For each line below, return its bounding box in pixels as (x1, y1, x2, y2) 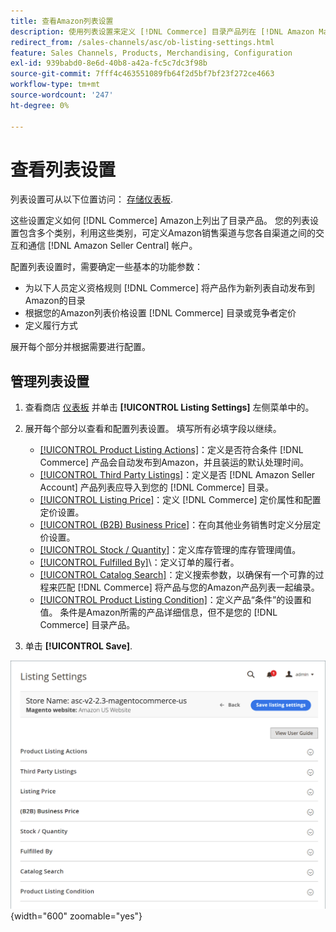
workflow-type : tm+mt (10, 80, 101, 90)
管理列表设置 (10, 373, 90, 390)
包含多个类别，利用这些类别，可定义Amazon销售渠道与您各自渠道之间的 (18, 227, 316, 239)
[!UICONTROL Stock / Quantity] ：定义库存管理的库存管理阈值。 (39, 544, 302, 556)
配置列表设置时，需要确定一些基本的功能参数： (10, 261, 203, 273)
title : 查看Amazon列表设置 (10, 16, 114, 26)
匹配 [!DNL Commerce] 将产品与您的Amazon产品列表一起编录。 (57, 581, 320, 594)
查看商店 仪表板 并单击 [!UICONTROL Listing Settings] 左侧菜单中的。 (24, 401, 315, 414)
